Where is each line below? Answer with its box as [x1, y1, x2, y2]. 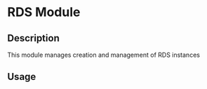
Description [7, 32, 60, 44]
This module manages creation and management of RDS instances [7, 50, 200, 59]
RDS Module [7, 4, 81, 20]
